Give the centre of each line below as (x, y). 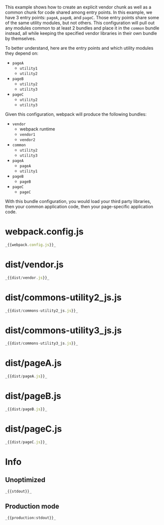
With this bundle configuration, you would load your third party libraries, (78, 201)
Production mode (32, 507)
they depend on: (22, 53)
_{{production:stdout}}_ (31, 518)
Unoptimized (25, 480)
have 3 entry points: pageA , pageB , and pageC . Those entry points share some (82, 17)
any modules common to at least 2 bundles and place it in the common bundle (82, 28)
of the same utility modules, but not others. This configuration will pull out (80, 23)
